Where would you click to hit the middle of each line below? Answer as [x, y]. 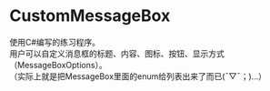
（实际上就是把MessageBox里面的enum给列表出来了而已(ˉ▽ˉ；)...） [138, 76]
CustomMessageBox [90, 16]
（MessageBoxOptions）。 [58, 65]
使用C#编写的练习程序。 [55, 42]
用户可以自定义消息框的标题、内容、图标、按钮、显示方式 [117, 53]
